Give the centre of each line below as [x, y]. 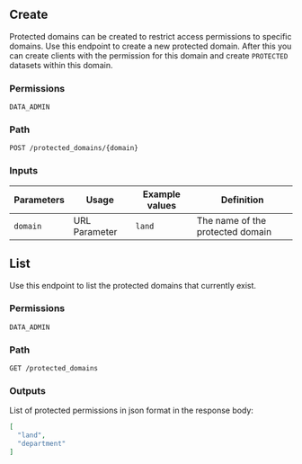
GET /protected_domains [54, 369]
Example [162, 194]
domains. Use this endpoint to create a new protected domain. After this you [151, 46]
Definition [242, 200]
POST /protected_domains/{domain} [74, 148]
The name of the [231, 220]
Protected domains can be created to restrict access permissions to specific [151, 36]
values [162, 205]
